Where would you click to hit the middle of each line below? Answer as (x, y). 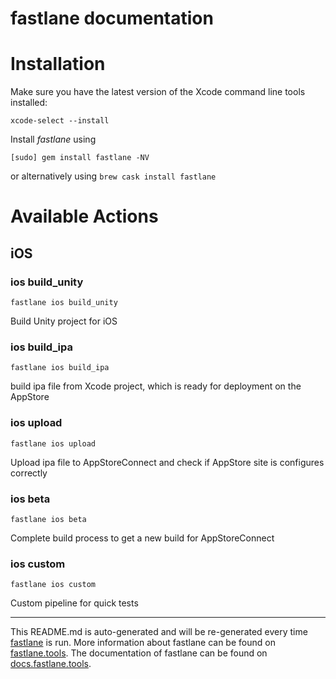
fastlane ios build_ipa (60, 368)
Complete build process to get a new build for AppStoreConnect (142, 538)
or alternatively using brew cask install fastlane (113, 176)
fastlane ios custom (53, 585)
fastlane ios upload (53, 443)
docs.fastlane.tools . (51, 664)
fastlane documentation (112, 18)
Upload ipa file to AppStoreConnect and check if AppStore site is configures (167, 462)
